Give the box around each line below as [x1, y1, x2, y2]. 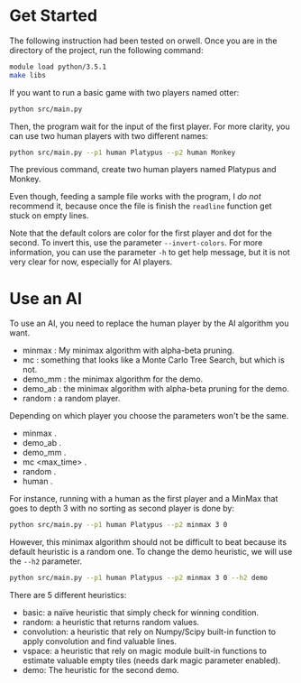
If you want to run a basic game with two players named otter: [9, 87, 240, 97]
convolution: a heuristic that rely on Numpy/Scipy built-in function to [22, 626, 277, 637]
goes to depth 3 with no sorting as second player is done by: [9, 503, 234, 514]
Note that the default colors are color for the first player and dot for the [9, 227, 272, 239]
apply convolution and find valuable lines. [22, 636, 178, 647]
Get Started [9, 5, 97, 26]
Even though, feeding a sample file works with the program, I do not [9, 191, 261, 202]
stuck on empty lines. [9, 210, 89, 221]
